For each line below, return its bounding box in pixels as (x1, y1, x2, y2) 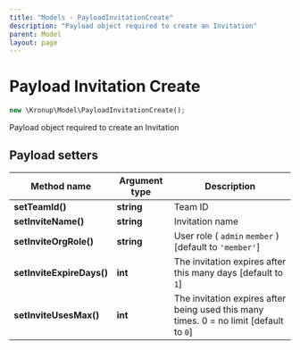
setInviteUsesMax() (13, 309, 100, 321)
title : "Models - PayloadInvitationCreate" (9, 12, 174, 22)
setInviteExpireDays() (13, 266, 109, 279)
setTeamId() (13, 200, 67, 212)
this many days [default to (173, 266, 284, 279)
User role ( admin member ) (173, 229, 279, 242)
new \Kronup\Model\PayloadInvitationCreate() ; (9, 106, 186, 115)
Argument (119, 174, 163, 187)
